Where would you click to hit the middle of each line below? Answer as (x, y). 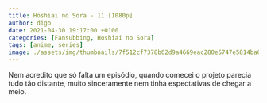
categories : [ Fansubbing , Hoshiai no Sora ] (81, 38)
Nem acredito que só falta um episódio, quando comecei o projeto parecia (130, 75)
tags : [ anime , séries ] (46, 45)
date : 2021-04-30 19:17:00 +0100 (64, 30)
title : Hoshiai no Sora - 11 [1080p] (71, 15)
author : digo (30, 23)
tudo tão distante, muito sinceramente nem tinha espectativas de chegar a (130, 83)
